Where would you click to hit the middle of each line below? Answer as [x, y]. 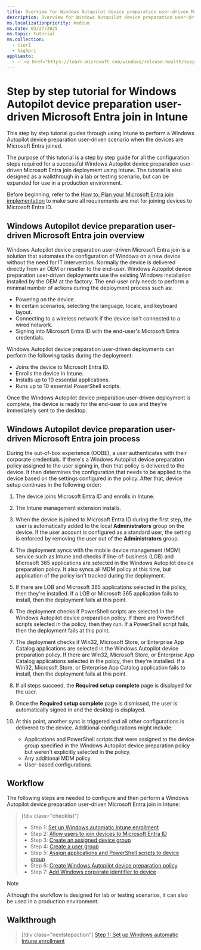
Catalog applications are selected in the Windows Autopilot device [97, 649]
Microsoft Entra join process [87, 439]
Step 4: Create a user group [64, 846]
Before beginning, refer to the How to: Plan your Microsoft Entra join [90, 194]
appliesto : [20, 56]
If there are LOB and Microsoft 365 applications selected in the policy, [101, 587]
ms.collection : [26, 39]
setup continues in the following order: [54, 485]
